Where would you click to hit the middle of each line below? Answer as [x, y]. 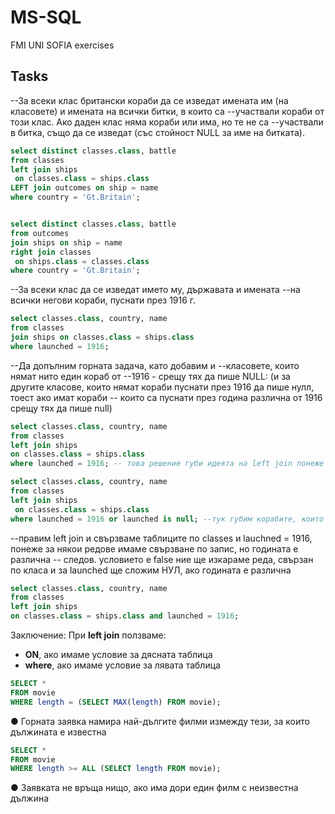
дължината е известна [58, 732]
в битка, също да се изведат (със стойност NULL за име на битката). [157, 132]
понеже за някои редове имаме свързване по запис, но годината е [154, 548]
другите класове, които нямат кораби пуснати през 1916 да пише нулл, [162, 387]
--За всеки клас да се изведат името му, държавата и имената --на [155, 290]
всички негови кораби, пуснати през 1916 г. [103, 300]
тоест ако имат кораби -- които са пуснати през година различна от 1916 [166, 397]
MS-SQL [46, 17]
